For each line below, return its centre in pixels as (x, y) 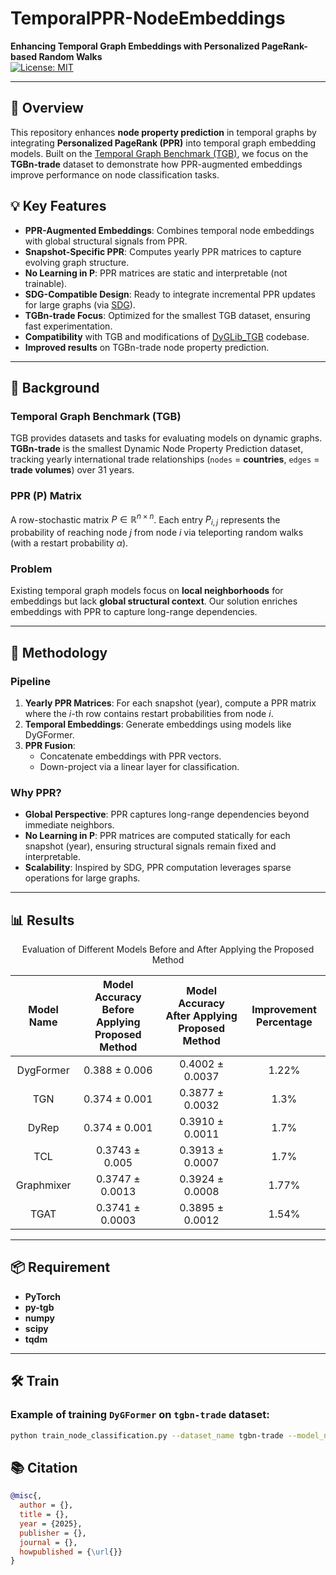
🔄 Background (55, 387)
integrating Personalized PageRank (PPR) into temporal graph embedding (163, 143)
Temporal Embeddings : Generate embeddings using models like (158, 724)
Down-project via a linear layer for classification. (139, 766)
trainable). (46, 283)
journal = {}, (48, 1542)
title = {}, (44, 1515)
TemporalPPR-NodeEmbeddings (148, 18)
